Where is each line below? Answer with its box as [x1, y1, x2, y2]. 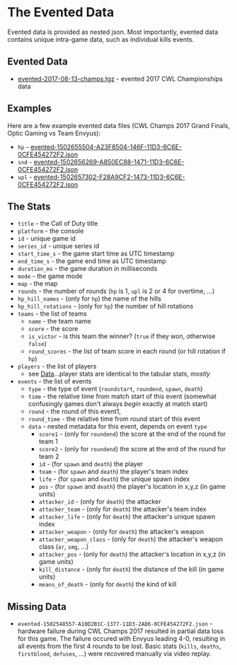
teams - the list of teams [17, 309, 87, 318]
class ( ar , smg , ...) [38, 543, 89, 551]
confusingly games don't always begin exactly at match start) [28, 400, 208, 408]
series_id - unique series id [17, 242, 100, 250]
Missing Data [7, 601, 67, 613]
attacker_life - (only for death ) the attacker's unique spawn [38, 512, 216, 521]
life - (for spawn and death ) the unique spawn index [38, 475, 190, 483]
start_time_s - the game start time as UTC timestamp [17, 249, 175, 258]
